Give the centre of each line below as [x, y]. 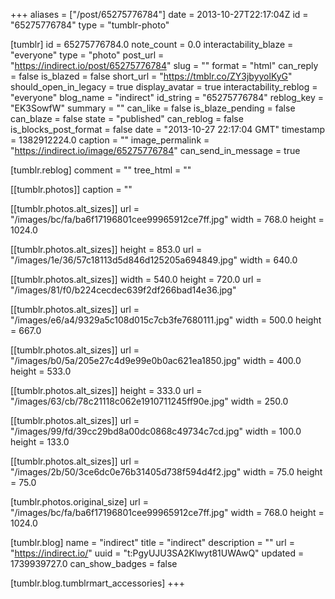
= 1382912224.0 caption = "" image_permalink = [110, 140]
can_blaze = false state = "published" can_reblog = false [127, 118]
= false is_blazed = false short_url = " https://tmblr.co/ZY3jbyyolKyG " [151, 76]
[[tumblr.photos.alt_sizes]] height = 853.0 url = [106, 249]
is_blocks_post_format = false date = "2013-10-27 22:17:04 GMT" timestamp [168, 129]
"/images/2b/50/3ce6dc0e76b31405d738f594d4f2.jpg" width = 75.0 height [166, 472]
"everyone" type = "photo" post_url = [87, 55]
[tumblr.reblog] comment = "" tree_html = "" [101, 170]
